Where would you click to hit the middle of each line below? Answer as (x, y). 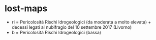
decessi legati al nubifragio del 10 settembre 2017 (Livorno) (72, 27)
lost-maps (26, 9)
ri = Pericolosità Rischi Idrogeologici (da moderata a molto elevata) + (81, 22)
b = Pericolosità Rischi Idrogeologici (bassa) (56, 32)
